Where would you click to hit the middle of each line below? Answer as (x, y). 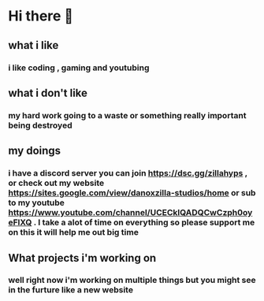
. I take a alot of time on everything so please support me (144, 222)
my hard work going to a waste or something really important (127, 115)
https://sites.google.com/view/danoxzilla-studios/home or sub (132, 193)
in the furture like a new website (71, 290)
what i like (33, 45)
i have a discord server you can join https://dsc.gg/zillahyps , (128, 173)
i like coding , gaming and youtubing (79, 68)
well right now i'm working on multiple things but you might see (132, 281)
